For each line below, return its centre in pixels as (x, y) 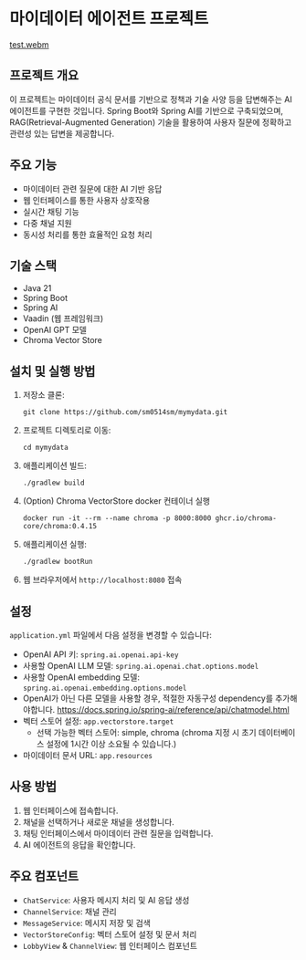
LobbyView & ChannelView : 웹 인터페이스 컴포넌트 (110, 945)
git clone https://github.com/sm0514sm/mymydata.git (125, 412)
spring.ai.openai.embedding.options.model (105, 688)
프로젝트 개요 (44, 75)
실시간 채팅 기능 (51, 212)
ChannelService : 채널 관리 (69, 911)
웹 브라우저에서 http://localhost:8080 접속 (102, 579)
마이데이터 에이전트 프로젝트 (109, 19)
